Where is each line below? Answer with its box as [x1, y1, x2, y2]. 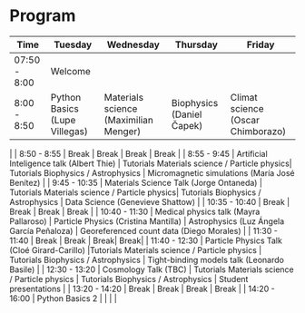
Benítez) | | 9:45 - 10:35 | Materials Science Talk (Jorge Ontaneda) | [9, 177, 263, 188]
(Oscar [230, 113, 261, 126]
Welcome [50, 64, 91, 77]
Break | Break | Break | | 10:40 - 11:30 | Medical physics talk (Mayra [9, 206, 261, 217]
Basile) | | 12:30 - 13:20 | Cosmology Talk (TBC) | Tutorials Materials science [9, 264, 295, 275]
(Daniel [171, 108, 202, 121]
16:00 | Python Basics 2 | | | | [9, 292, 118, 304]
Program [9, 5, 76, 26]
